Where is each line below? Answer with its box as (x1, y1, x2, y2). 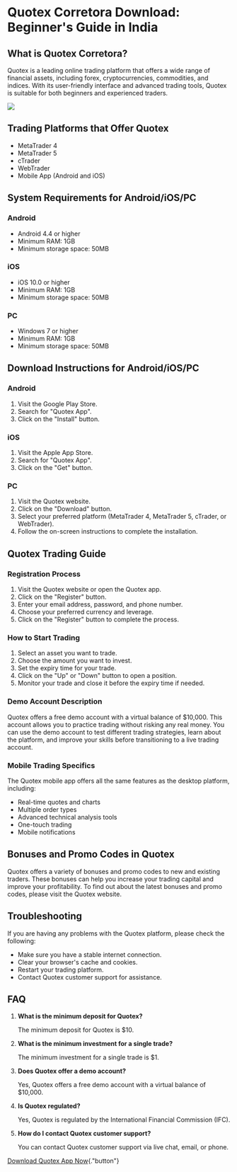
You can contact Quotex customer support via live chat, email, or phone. (17, 1143, 229, 1151)
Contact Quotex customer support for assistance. (17, 972, 163, 981)
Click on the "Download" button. (17, 505, 112, 513)
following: (7, 936, 36, 945)
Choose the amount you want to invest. (17, 656, 132, 665)
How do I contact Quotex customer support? (17, 1130, 151, 1138)
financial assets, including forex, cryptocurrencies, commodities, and (7, 74, 209, 82)
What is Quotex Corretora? (7, 47, 128, 59)
